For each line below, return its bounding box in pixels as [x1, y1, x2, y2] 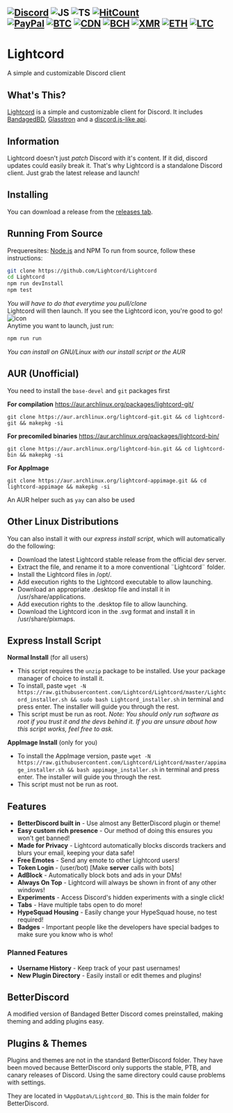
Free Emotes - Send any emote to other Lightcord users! [17, 856, 179, 864]
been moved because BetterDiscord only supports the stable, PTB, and [7, 1063, 211, 1072]
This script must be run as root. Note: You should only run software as [17, 710, 219, 718]
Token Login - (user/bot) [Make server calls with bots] [17, 864, 175, 872]
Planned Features [7, 948, 68, 957]
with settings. [7, 1078, 47, 1086]
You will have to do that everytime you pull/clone [7, 300, 147, 308]
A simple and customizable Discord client [7, 69, 126, 78]
